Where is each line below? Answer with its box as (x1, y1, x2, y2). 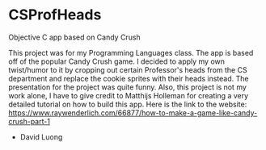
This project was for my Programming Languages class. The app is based (8, 48, 254, 57)
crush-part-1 (8, 116, 51, 126)
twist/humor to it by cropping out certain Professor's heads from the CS (8, 65, 248, 74)
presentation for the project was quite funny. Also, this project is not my (8, 82, 247, 92)
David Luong (19, 131, 63, 142)
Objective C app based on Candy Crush (8, 32, 141, 42)
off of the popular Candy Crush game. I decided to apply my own (8, 56, 225, 66)
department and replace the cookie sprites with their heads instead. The (8, 73, 249, 83)
